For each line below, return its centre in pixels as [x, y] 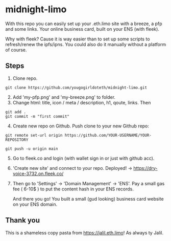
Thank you [22, 220]
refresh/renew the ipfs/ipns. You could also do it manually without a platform [86, 44]
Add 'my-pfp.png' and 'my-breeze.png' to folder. [64, 97]
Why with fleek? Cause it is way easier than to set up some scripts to [78, 39]
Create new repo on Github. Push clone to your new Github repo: [81, 126]
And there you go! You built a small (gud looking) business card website [88, 199]
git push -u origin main [32, 149]
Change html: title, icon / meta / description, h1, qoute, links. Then [82, 102]
